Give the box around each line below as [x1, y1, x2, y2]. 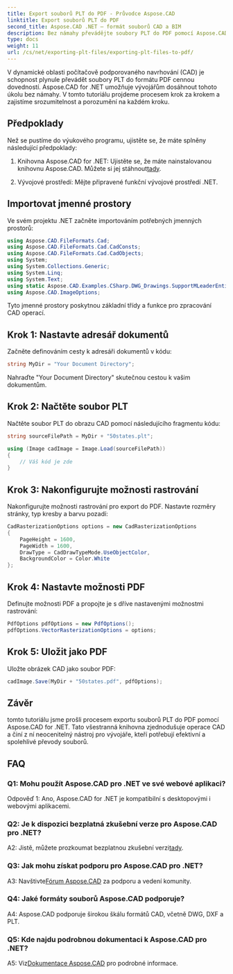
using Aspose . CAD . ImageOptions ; [7, 289, 101, 296]
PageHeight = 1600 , [19, 536, 76, 543]
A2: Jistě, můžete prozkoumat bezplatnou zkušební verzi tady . [7, 843, 184, 852]
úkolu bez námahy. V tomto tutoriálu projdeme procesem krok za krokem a [7, 90, 221, 98]
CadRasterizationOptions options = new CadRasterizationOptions [7, 523, 197, 530]
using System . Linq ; [7, 269, 64, 276]
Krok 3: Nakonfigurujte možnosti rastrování [7, 484, 199, 495]
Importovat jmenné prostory [7, 198, 132, 210]
